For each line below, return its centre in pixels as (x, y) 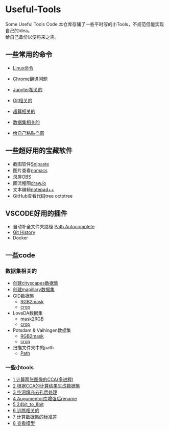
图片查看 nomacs (30, 170)
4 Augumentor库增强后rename (45, 399)
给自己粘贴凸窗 (28, 133)
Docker (20, 238)
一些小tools (20, 367)
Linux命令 (23, 68)
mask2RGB (32, 319)
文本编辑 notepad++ (33, 189)
